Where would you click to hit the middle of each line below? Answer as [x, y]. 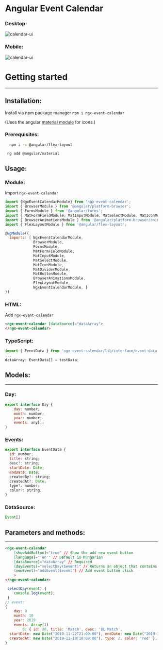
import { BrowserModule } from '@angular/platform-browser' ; [68, 206]
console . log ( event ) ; [34, 593]
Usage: [16, 168]
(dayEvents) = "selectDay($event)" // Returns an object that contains [86, 566]
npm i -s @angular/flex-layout [41, 145]
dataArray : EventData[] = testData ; [42, 360]
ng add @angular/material [33, 154]
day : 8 [20, 611]
